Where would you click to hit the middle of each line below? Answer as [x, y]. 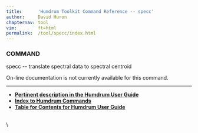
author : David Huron [37, 17]
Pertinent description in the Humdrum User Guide [77, 95]
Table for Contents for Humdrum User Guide [70, 107]
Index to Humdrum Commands [53, 101]
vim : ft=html [32, 28]
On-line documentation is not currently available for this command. [88, 78]
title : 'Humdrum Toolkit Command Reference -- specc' [80, 11]
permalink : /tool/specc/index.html [51, 33]
